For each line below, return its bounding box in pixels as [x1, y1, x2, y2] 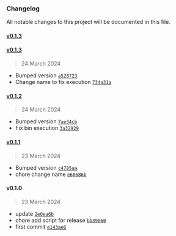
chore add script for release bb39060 [15, 216, 106, 224]
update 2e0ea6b [15, 210, 54, 217]
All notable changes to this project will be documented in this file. [6, 18, 171, 26]
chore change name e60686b [15, 170, 87, 178]
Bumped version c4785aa [15, 164, 78, 171]
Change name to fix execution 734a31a [15, 78, 112, 86]
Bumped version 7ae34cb [15, 118, 78, 125]
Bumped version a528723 [15, 72, 78, 79]
